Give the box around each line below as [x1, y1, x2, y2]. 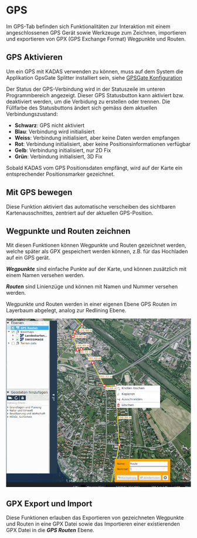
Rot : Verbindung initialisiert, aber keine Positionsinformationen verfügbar [14, 140, 191, 147]
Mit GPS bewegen [6, 188, 73, 198]
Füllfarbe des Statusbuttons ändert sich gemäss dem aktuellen [6, 104, 157, 111]
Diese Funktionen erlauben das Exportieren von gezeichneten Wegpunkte [6, 514, 184, 521]
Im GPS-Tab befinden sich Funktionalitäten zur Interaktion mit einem [6, 23, 171, 30]
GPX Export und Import [6, 499, 93, 509]
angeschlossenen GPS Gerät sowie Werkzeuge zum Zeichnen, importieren [6, 29, 186, 36]
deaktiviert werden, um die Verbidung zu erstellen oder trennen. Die [6, 98, 171, 105]
